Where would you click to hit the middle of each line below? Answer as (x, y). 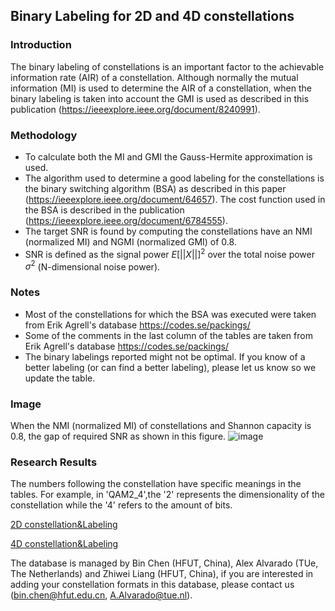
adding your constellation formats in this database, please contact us (152, 585)
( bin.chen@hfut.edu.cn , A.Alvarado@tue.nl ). (101, 595)
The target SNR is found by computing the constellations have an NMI (168, 231)
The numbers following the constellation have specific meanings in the (156, 484)
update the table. (60, 378)
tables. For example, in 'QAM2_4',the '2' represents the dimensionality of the (167, 495)
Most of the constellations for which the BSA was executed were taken (170, 314)
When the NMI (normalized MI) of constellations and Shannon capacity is (161, 425)
